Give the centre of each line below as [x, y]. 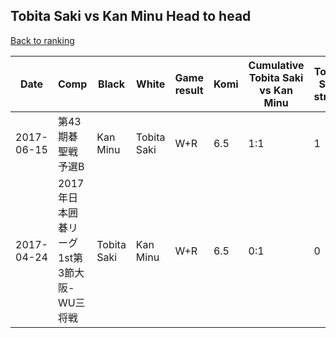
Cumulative [276, 65]
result [189, 90]
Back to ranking [42, 40]
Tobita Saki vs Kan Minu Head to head [131, 16]
